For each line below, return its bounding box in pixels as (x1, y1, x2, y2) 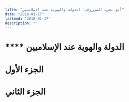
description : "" (5, 20, 38, 26)
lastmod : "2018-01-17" (5, 16, 51, 21)
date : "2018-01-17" (5, 12, 44, 17)
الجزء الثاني (5, 86, 46, 97)
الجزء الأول (5, 64, 44, 75)
